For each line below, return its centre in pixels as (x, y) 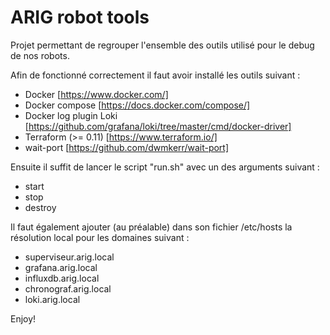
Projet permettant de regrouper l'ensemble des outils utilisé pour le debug (162, 45)
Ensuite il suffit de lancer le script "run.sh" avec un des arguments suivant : (165, 167)
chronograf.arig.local (68, 288)
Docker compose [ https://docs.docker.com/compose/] (137, 105)
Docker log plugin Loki (71, 115)
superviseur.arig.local (69, 257)
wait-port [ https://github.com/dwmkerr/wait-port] (127, 147)
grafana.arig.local (61, 267)
